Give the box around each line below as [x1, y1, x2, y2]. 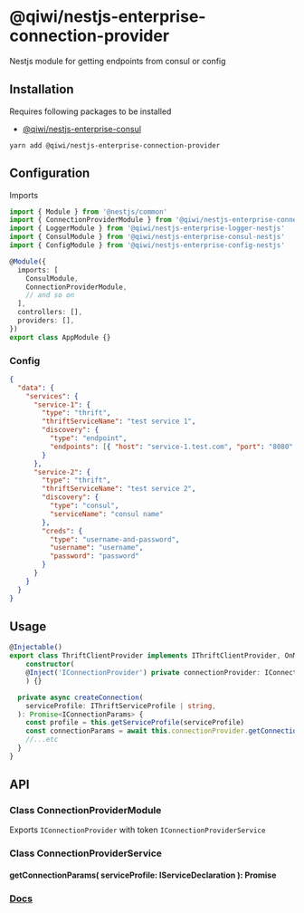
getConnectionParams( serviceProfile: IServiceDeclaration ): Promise [9, 870, 277, 880]
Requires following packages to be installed [9, 106, 172, 117]
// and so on [25, 291, 75, 300]
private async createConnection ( [17, 693, 144, 702]
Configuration [9, 166, 90, 181]
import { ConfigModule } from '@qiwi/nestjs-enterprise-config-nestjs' [9, 241, 285, 250]
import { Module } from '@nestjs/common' [9, 207, 168, 216]
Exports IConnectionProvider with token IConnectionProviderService [9, 824, 266, 835]
